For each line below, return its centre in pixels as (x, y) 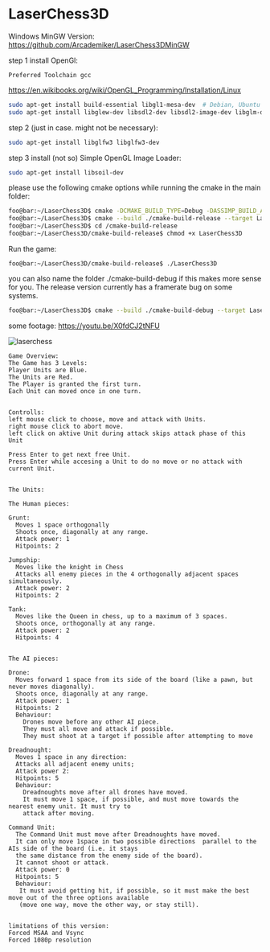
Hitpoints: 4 (37, 637)
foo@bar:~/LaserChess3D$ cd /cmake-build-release (93, 226)
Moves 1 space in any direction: (72, 757)
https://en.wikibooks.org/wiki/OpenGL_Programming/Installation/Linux (125, 90)
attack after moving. (59, 813)
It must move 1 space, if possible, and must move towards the (131, 799)
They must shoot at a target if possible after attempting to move (138, 736)
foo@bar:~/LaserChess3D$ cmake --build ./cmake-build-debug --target (127, 310)
